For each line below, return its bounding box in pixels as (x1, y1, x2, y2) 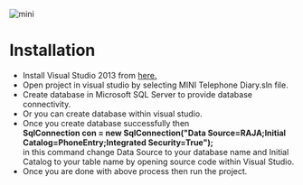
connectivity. (22, 98, 71, 109)
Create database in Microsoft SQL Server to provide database (22, 88, 253, 99)
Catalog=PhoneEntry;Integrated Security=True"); (22, 136, 214, 148)
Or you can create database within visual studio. (22, 108, 203, 119)
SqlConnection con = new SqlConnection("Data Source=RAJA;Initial (22, 127, 287, 138)
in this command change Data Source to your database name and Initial (22, 146, 289, 157)
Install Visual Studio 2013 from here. (22, 69, 157, 80)
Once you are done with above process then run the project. (22, 165, 248, 176)
